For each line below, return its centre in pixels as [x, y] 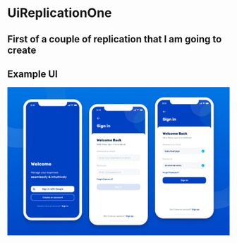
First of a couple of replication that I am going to [115, 39]
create [22, 50]
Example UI [32, 74]
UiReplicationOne [60, 13]
